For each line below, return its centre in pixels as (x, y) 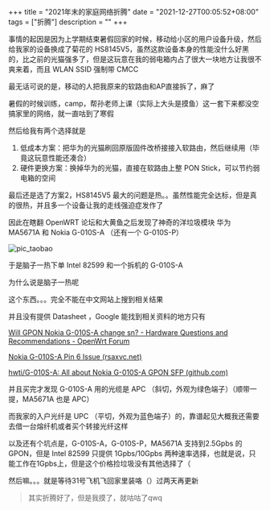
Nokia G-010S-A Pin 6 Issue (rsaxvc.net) (75, 357)
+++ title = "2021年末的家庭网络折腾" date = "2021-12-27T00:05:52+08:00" (134, 12)
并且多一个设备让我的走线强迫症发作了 (99, 205)
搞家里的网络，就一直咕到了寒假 (61, 114)
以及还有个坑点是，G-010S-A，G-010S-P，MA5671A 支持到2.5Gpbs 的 (125, 443)
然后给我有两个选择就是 (47, 131)
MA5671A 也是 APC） (58, 399)
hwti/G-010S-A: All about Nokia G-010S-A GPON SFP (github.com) (119, 372)
